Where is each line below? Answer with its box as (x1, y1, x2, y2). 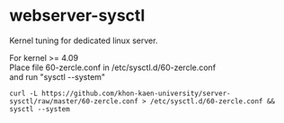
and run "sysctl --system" (9, 71, 106, 82)
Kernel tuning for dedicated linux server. (9, 35, 158, 46)
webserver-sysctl (9, 5, 146, 26)
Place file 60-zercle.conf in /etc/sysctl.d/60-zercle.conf (9, 62, 217, 73)
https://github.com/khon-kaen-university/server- (41, 89, 231, 98)
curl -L (9, 89, 39, 98)
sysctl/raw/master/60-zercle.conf (9, 96, 139, 106)
